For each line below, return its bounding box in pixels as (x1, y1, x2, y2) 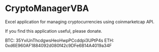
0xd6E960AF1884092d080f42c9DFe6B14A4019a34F (5, 42, 112, 48)
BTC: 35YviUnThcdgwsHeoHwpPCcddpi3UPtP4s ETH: (5, 37, 114, 43)
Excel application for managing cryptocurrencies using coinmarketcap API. (5, 19, 155, 25)
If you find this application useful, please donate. (5, 28, 103, 34)
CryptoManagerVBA (5, 3, 89, 14)
